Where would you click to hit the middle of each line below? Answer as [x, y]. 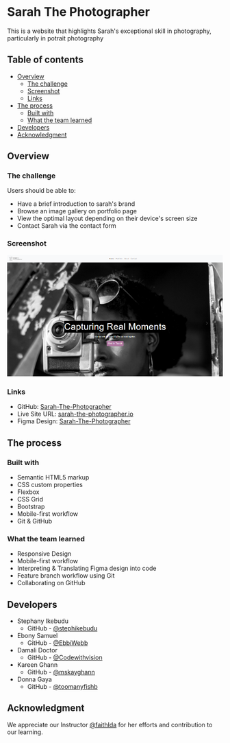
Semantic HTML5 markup [53, 477]
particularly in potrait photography [55, 38]
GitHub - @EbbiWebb [57, 643]
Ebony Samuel [37, 636]
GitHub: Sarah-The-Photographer [64, 407]
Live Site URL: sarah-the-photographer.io [75, 414]
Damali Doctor [37, 650]
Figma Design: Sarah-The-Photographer [74, 421]
